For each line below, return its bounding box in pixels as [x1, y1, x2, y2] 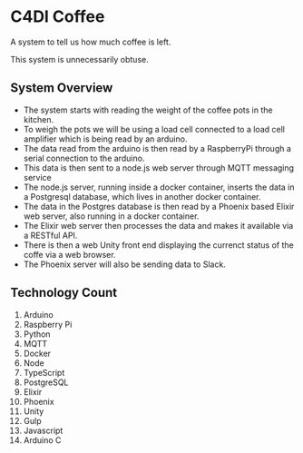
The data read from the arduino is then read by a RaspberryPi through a [23, 143, 291, 153]
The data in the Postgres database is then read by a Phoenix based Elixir [23, 201, 295, 212]
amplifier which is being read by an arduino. [23, 133, 188, 144]
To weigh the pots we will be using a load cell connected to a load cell [23, 123, 285, 134]
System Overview [10, 80, 113, 96]
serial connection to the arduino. [23, 153, 145, 163]
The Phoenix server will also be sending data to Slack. [23, 259, 226, 270]
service [23, 172, 53, 182]
